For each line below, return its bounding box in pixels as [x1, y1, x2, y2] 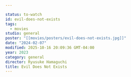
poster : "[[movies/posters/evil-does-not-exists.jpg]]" [5, 36, 126, 41]
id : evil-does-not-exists [5, 16, 60, 22]
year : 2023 [5, 49, 29, 55]
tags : [5, 21, 17, 27]
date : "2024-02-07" [5, 40, 47, 46]
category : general [5, 55, 44, 60]
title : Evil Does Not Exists [5, 64, 67, 69]
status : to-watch [5, 12, 42, 17]
